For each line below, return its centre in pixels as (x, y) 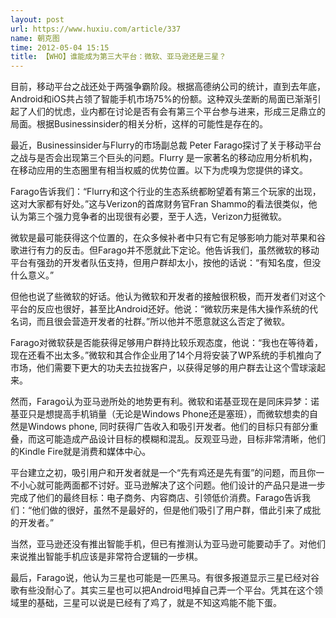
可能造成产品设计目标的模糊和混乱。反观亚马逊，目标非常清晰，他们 (185, 439)
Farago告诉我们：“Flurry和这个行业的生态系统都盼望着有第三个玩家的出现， (166, 192)
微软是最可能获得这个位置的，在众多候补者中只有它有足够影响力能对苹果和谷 (168, 238)
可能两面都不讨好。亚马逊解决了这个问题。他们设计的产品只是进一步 (185, 485)
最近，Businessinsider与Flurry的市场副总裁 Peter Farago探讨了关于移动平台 (166, 145)
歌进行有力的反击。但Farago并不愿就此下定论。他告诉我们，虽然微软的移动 (165, 250)
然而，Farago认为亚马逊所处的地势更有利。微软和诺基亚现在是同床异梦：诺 (165, 402)
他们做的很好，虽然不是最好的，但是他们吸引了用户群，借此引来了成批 (176, 510)
